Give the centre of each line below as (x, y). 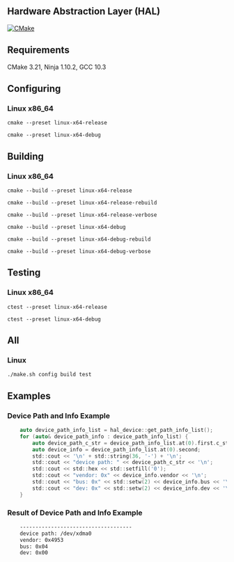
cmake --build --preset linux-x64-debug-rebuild (79, 239)
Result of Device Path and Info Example (75, 513)
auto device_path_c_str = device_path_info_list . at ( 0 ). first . (124, 443)
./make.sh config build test (49, 375)
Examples (29, 396)
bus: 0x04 (34, 546)
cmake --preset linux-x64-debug (54, 135)
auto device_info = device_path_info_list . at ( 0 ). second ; (116, 449)
